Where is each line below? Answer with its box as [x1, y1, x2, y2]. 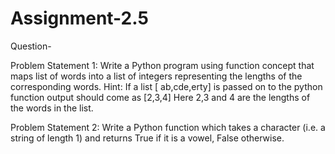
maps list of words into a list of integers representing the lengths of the [10, 70, 303, 82]
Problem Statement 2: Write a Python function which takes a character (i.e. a [10, 121, 326, 133]
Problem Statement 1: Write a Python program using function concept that [10, 59, 315, 71]
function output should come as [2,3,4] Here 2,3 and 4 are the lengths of [10, 91, 311, 103]
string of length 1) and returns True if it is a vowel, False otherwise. [10, 132, 285, 144]
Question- [10, 40, 52, 52]
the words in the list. [10, 102, 94, 114]
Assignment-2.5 [10, 7, 149, 30]
